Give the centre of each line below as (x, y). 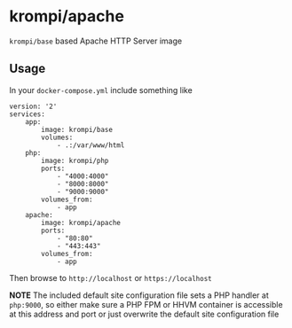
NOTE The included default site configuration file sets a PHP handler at (139, 295)
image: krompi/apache (81, 223)
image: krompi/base (77, 129)
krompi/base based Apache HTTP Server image (96, 41)
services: (28, 114)
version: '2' (33, 106)
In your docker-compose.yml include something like (101, 90)
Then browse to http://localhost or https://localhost (110, 277)
